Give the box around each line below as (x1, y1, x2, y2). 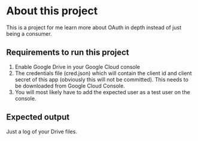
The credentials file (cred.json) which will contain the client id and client (14, 70, 192, 77)
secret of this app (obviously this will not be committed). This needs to (14, 76, 188, 83)
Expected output (6, 112, 70, 123)
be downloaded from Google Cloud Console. (14, 82, 126, 89)
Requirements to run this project (6, 48, 130, 58)
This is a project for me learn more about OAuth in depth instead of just (6, 24, 182, 31)
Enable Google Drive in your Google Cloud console (14, 63, 141, 70)
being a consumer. (6, 30, 52, 37)
